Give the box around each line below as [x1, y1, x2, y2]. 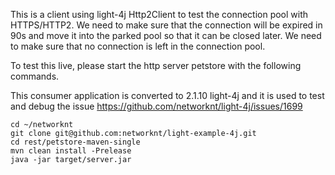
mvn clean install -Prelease [10, 146, 132, 156]
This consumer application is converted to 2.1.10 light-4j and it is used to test [10, 90, 325, 101]
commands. [10, 70, 60, 82]
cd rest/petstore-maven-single [10, 137, 141, 147]
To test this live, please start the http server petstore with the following [10, 60, 302, 71]
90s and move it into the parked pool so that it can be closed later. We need [10, 30, 322, 41]
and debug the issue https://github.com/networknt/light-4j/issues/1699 [10, 100, 303, 112]
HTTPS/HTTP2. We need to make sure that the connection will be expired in [10, 19, 323, 31]
